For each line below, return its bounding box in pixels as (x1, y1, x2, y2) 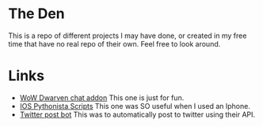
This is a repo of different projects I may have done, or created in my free (8, 31, 247, 40)
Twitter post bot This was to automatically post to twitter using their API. (19, 110, 256, 119)
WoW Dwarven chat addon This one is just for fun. (19, 92, 185, 103)
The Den (8, 5, 65, 23)
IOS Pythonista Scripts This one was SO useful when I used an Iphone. (19, 101, 251, 110)
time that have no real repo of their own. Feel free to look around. (8, 39, 221, 48)
